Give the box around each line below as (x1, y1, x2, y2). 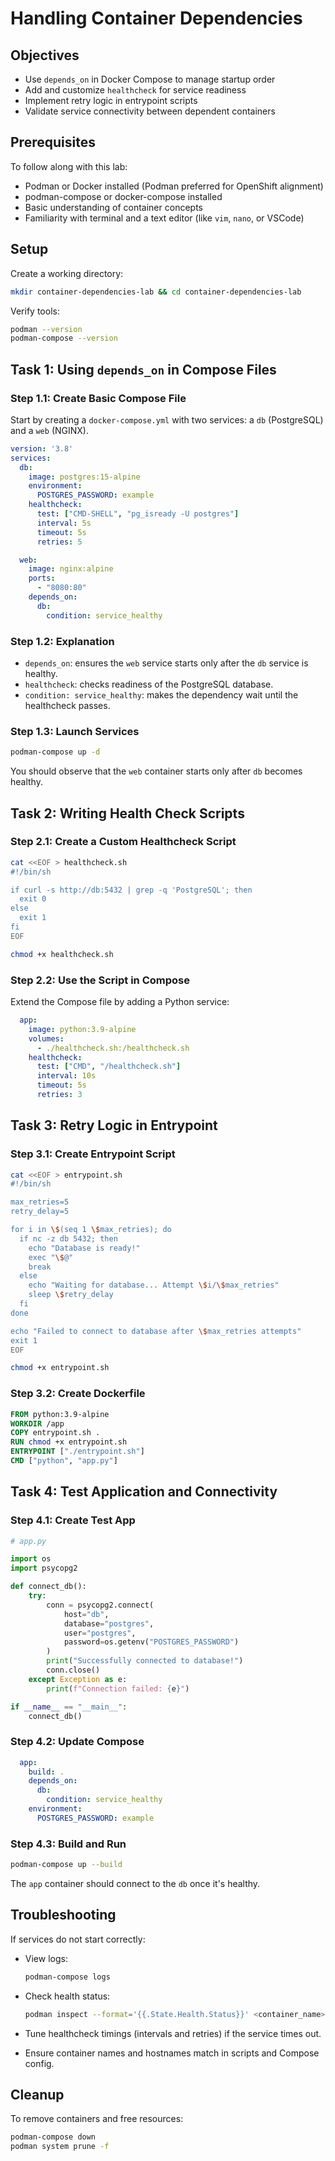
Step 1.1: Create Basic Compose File (10, 391, 187, 405)
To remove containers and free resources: (10, 2113, 184, 2125)
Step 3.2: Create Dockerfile (10, 1387, 146, 1401)
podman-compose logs (24, 1972, 111, 1982)
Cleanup (10, 2086, 65, 2103)
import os (10, 1554, 52, 1564)
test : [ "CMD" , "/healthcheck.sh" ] (36, 1062, 182, 1072)
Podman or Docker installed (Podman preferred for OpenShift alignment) (24, 180, 324, 192)
